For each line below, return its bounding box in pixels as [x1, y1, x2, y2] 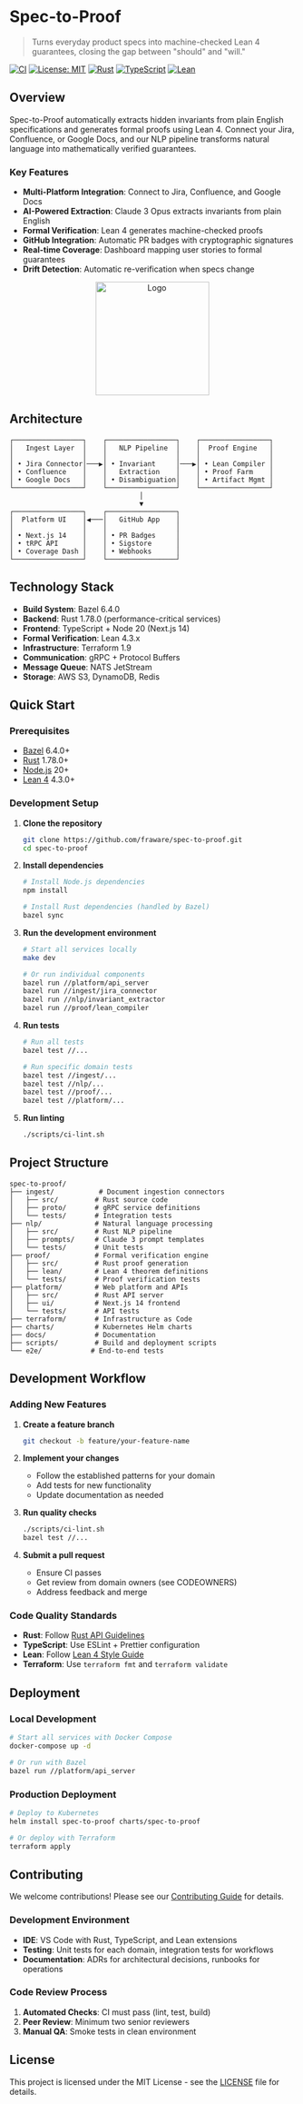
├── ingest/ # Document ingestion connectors [9, 1187, 225, 1196]
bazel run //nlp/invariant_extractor [22, 995, 166, 1005]
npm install [22, 886, 68, 896]
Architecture [9, 412, 83, 427]
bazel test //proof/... [22, 1087, 113, 1097]
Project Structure [9, 1156, 109, 1171]
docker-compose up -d [9, 1742, 92, 1751]
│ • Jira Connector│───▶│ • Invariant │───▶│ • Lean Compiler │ [9, 459, 274, 469]
